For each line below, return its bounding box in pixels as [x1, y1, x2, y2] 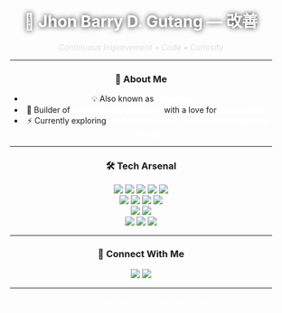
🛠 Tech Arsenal [105, 160, 177, 172]
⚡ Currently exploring [26, 115, 107, 126]
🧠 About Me [114, 72, 168, 85]
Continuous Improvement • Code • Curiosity [58, 41, 224, 52]
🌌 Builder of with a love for [26, 105, 217, 115]
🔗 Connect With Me [97, 248, 185, 261]
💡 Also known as [91, 93, 155, 105]
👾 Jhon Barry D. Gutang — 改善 [23, 12, 258, 32]
